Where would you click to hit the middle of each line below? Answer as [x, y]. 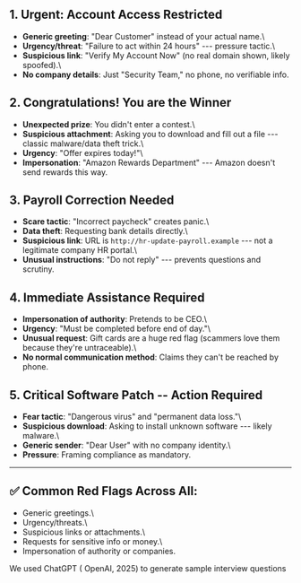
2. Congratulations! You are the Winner [120, 103]
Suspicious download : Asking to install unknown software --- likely [147, 426]
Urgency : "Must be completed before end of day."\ [116, 329]
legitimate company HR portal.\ [79, 250]
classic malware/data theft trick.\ [83, 144]
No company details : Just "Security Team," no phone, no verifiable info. [155, 74]
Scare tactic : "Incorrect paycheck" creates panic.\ [116, 222]
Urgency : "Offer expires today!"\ [82, 152]
